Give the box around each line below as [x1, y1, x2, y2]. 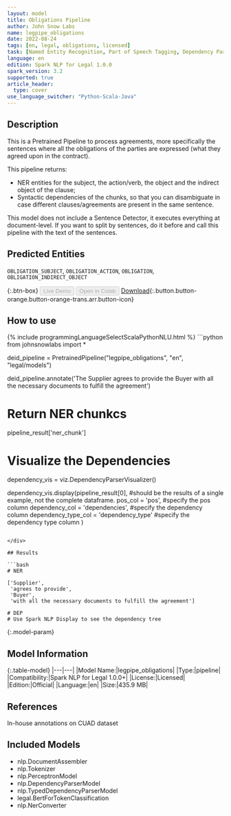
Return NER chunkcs [7, 406, 127, 421]
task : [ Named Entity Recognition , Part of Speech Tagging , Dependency [7, 49, 214, 56]
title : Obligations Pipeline [7, 17, 91, 23]
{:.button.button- [149, 286, 197, 295]
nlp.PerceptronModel [16, 772, 78, 780]
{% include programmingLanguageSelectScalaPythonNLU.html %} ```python [7, 333, 223, 342]
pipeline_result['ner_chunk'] [7, 428, 87, 437]
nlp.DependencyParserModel [16, 779, 101, 787]
